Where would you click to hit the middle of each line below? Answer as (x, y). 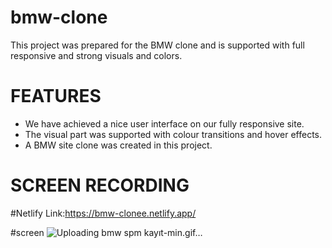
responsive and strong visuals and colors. (96, 55)
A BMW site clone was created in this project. (118, 145)
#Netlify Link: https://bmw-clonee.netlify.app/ (103, 213)
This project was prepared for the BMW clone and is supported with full (157, 45)
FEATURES (56, 96)
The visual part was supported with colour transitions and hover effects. (173, 134)
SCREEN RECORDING (100, 185)
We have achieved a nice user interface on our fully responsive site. (164, 123)
